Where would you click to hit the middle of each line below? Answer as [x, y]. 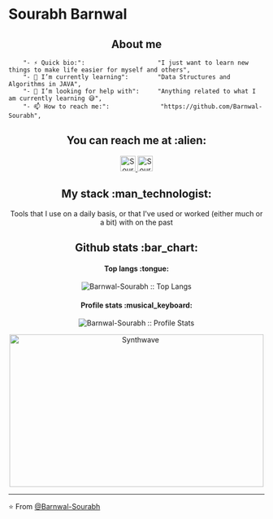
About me [136, 44]
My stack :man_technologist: [136, 194]
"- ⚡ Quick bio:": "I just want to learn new [136, 63]
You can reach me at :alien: [136, 140]
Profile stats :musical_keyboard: [136, 305]
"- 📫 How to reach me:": [66, 107]
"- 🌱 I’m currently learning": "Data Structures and [127, 77]
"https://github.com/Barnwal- [211, 107]
